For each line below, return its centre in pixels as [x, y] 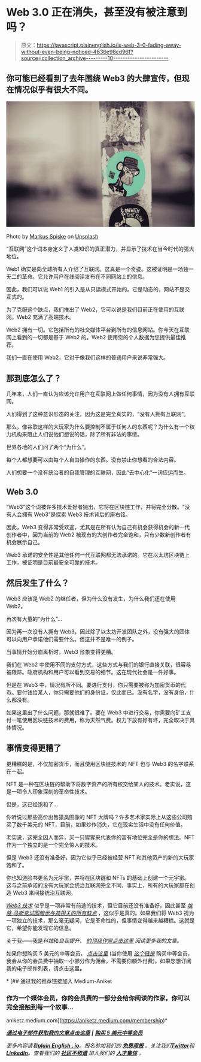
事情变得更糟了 [34, 748]
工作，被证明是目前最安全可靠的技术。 [53, 562]
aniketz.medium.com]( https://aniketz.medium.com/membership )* [87, 1020]
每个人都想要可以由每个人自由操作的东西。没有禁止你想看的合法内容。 [93, 460]
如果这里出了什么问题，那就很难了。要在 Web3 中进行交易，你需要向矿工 [96, 712]
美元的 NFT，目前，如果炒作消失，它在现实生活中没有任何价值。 [106, 824]
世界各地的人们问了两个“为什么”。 [48, 447]
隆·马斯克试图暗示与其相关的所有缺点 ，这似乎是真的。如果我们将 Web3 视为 [100, 913]
